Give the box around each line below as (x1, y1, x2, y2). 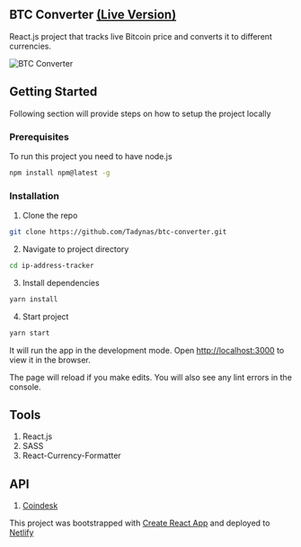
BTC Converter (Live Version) (9, 7, 177, 22)
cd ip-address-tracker (9, 261, 94, 270)
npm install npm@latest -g (9, 168, 111, 177)
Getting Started (9, 85, 98, 100)
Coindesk (22, 500, 58, 511)
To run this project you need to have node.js (9, 150, 173, 161)
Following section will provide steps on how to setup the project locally (9, 108, 271, 119)
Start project (22, 310, 69, 322)
